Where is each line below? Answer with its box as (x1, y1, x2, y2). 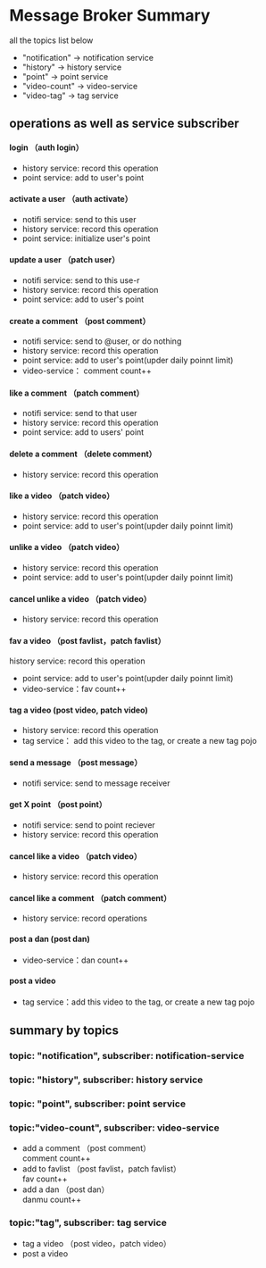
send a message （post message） (9, 757, 143, 768)
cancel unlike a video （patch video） (9, 593, 152, 604)
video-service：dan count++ (21, 955, 129, 965)
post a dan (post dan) (9, 933, 91, 944)
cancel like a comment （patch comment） (9, 892, 172, 903)
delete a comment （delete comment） (9, 448, 157, 459)
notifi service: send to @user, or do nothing (21, 336, 182, 346)
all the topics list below (9, 35, 94, 46)
